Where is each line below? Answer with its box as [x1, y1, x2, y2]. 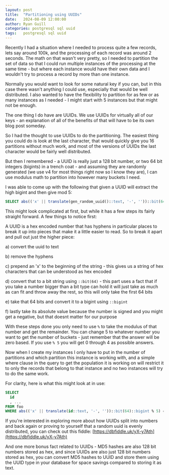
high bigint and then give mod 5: [5, 189, 72, 195]
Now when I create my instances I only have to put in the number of [5, 349, 146, 355]
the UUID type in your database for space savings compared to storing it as [5, 459, 162, 465]
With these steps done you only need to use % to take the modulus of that [5, 323, 157, 329]
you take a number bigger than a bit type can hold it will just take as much [5, 283, 158, 290]
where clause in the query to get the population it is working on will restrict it [5, 360, 164, 366]
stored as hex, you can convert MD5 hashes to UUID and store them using [5, 454, 159, 460]
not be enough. [5, 103, 37, 108]
